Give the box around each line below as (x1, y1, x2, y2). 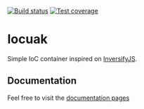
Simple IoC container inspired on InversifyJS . (7, 54, 138, 63)
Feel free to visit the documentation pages (7, 94, 130, 102)
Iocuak (7, 32, 48, 47)
